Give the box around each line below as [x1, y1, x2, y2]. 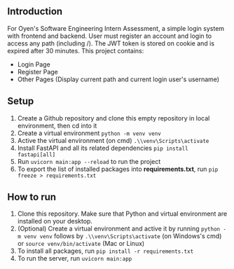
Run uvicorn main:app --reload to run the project [17, 157, 161, 165]
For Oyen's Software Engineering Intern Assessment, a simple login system [7, 24, 225, 32]
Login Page [17, 60, 50, 69]
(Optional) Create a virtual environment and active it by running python [17, 224, 221, 233]
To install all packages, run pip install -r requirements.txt [17, 247, 194, 255]
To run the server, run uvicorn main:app [17, 254, 132, 263]
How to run [7, 191, 57, 203]
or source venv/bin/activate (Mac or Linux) [17, 240, 145, 248]
